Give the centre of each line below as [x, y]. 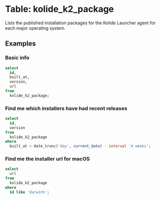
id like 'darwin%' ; [30, 192]
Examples [20, 44]
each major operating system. [35, 28]
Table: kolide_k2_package [60, 9]
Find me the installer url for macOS [48, 159]
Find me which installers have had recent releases [66, 108]
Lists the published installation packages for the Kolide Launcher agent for [80, 23]
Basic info [17, 58]
